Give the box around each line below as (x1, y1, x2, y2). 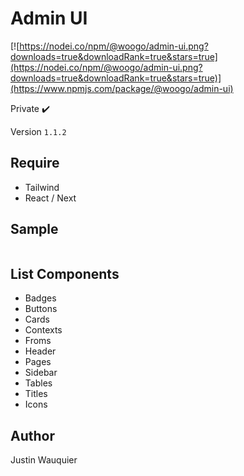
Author (10, 427, 55, 444)
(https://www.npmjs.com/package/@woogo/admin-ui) (10, 82, 234, 94)
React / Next (24, 192, 77, 204)
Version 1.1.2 (10, 125, 67, 137)
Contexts (24, 324, 63, 336)
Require (10, 155, 60, 172)
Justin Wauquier (10, 454, 78, 466)
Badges (24, 292, 57, 304)
